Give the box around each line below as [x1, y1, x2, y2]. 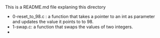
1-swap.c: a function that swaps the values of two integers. [12, 24, 133, 30]
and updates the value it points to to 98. [12, 19, 94, 24]
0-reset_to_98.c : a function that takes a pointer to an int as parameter [12, 14, 155, 19]
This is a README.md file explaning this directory [5, 4, 106, 10]
